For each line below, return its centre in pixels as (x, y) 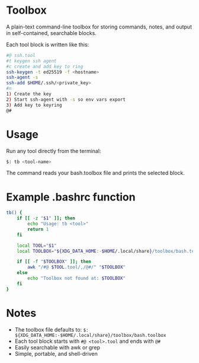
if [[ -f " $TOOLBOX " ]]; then (54, 262)
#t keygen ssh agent (32, 61)
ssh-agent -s (22, 78)
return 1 (38, 229)
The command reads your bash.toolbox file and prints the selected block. (96, 173)
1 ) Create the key (29, 94)
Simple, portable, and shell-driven (56, 354)
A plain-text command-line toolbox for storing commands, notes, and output (99, 27)
